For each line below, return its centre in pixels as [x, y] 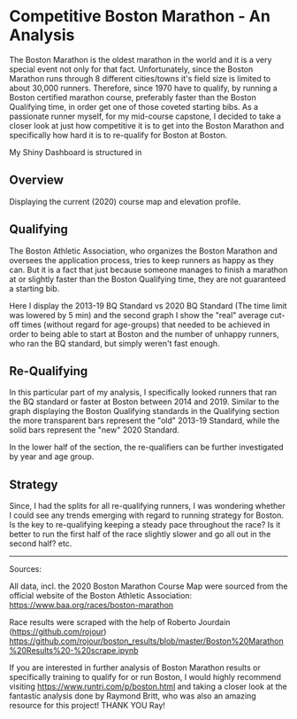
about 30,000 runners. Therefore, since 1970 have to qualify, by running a [144, 88]
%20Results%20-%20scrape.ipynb [74, 651]
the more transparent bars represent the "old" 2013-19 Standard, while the [145, 421]
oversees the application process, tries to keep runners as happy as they [141, 260]
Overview [37, 180]
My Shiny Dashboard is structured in [76, 152]
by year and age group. [52, 457]
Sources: [26, 569]
